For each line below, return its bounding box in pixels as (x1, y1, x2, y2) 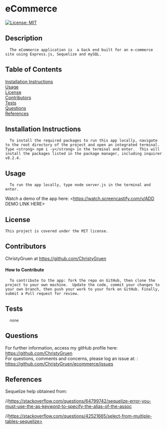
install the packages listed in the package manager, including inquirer (5, 151, 162, 156)
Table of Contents (5, 65, 62, 74)
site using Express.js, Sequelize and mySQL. (5, 51, 101, 56)
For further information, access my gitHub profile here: (5, 344, 118, 350)
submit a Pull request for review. (5, 291, 79, 296)
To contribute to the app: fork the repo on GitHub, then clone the (9, 278, 155, 283)
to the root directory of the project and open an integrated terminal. (5, 142, 160, 147)
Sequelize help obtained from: (5, 388, 67, 394)
